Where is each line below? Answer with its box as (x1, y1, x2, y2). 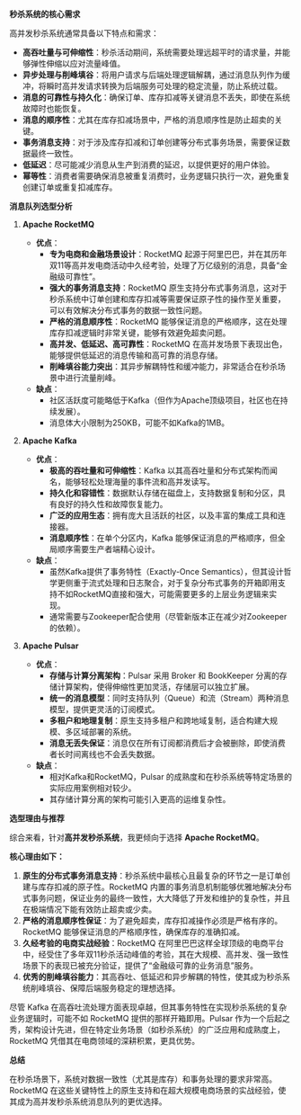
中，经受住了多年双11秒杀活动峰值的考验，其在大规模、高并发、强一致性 (22, 949, 289, 959)
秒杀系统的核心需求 (9, 9, 81, 19)
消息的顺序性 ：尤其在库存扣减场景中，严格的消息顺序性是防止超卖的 (22, 114, 275, 125)
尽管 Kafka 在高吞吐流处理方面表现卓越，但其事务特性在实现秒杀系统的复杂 (9, 1002, 288, 1012)
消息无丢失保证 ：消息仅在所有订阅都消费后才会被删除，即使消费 (49, 737, 286, 748)
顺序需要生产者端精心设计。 (57, 544, 160, 554)
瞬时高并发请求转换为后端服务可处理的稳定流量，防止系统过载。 (46, 81, 283, 91)
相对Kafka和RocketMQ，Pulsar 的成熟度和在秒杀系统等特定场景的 (49, 772, 293, 781)
